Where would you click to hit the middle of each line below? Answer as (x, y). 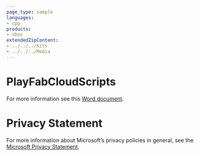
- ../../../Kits (27, 46)
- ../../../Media (28, 52)
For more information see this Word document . (65, 99)
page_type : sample (30, 12)
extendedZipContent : (33, 40)
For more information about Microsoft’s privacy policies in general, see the (100, 140)
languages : (20, 18)
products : (19, 29)
